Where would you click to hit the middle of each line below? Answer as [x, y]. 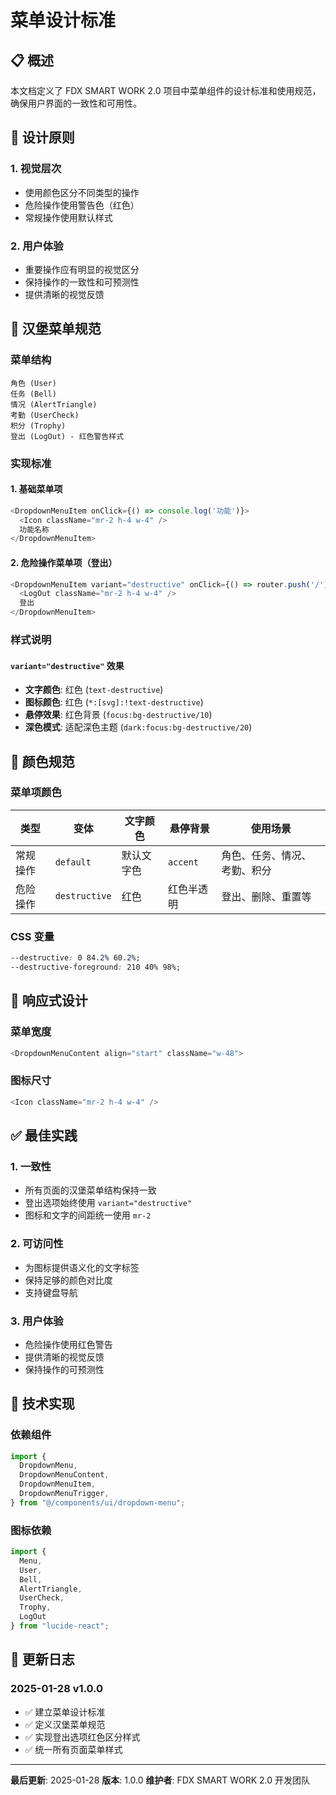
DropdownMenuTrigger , [64, 1494]
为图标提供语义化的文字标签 [82, 1267]
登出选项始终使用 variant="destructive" [108, 1203]
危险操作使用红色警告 [68, 1344]
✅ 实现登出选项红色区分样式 [82, 1737]
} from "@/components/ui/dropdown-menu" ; [98, 1502]
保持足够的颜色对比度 [68, 1280]
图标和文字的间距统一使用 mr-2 [88, 1215]
